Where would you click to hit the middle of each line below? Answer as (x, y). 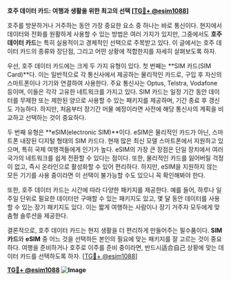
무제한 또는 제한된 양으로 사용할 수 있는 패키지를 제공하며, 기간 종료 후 (113, 100)
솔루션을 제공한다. (44, 216)
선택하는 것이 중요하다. (56, 117)
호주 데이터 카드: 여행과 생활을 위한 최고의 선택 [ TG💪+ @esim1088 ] (98, 11)
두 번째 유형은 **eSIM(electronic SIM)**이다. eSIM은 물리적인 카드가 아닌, (109, 132)
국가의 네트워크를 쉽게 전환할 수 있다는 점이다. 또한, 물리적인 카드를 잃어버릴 (109, 158)
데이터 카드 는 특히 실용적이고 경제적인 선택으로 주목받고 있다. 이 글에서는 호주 (111, 43)
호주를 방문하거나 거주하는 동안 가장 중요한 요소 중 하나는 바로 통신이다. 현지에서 (115, 25)
